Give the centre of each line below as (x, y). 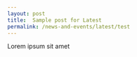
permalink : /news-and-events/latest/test (69, 26)
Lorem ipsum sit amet (39, 47)
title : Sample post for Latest (54, 20)
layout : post (26, 14)
